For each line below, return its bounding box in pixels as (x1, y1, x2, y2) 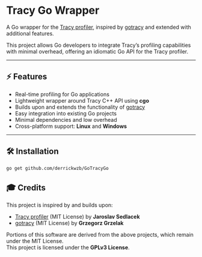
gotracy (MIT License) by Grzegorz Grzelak (14, 220, 124, 227)
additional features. (6, 29, 54, 37)
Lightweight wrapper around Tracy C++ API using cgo (14, 97, 149, 104)
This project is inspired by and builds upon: (6, 202, 113, 209)
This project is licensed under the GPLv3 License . (6, 244, 130, 251)
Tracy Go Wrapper (6, 4, 100, 17)
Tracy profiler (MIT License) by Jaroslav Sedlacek (14, 213, 140, 220)
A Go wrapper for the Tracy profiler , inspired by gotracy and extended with (6, 23, 191, 31)
